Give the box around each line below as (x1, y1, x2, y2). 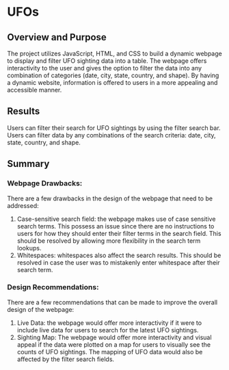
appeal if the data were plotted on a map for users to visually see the (16, 340, 211, 349)
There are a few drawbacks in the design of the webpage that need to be (7, 194, 213, 202)
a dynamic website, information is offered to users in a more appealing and (7, 79, 218, 86)
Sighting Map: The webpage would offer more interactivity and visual (16, 333, 212, 341)
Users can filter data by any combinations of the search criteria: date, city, (7, 131, 217, 139)
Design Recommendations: (7, 282, 99, 292)
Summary (7, 158, 50, 170)
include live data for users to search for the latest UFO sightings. (16, 326, 199, 334)
